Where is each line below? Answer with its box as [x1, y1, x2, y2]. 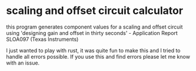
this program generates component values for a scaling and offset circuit [6, 23, 183, 30]
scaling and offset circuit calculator [6, 4, 184, 17]
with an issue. [6, 59, 40, 66]
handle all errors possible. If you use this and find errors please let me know [6, 53, 190, 60]
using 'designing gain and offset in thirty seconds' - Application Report [6, 29, 178, 36]
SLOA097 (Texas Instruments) [6, 35, 79, 42]
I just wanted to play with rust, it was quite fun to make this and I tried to [6, 47, 181, 54]
